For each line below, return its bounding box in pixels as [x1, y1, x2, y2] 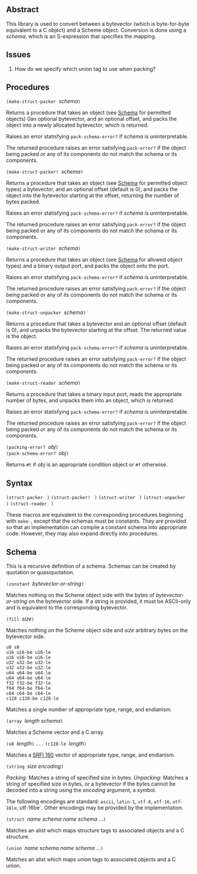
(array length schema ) [6, 717, 63, 724]
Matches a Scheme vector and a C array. [6, 729, 105, 736]
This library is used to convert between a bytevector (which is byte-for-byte [6, 20, 189, 27]
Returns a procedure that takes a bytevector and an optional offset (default [6, 320, 187, 327]
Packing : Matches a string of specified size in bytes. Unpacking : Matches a [6, 774, 189, 781]
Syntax [6, 478, 33, 488]
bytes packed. [6, 198, 41, 205]
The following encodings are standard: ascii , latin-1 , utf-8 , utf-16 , [6, 798, 171, 805]
